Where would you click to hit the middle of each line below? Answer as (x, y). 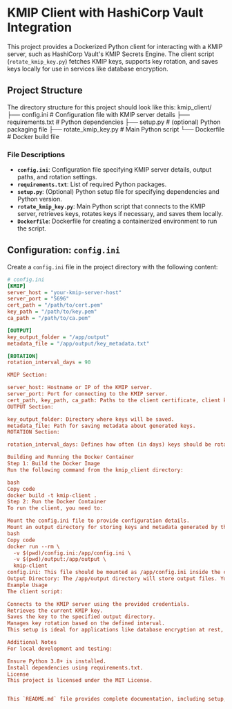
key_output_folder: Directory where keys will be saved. (91, 419)
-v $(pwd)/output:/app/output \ (60, 559)
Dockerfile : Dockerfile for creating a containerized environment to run (117, 221)
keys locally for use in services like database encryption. (88, 69)
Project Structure (45, 90)
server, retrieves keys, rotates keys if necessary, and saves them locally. (120, 214)
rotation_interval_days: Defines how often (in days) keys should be (109, 445)
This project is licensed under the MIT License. (80, 681)
